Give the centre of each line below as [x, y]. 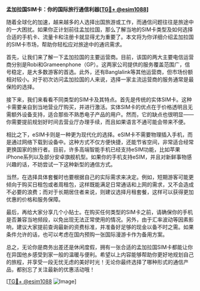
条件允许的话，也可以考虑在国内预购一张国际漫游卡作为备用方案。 [87, 234]
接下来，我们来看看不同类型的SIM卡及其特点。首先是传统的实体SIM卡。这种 [99, 100]
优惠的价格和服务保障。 [35, 199]
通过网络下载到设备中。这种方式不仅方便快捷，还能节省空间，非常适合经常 [102, 142]
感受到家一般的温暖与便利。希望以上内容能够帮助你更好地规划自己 [113, 255]
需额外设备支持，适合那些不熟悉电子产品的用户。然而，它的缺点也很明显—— [100, 114]
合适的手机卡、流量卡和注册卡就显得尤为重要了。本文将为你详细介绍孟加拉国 [100, 37]
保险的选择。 [22, 87]
